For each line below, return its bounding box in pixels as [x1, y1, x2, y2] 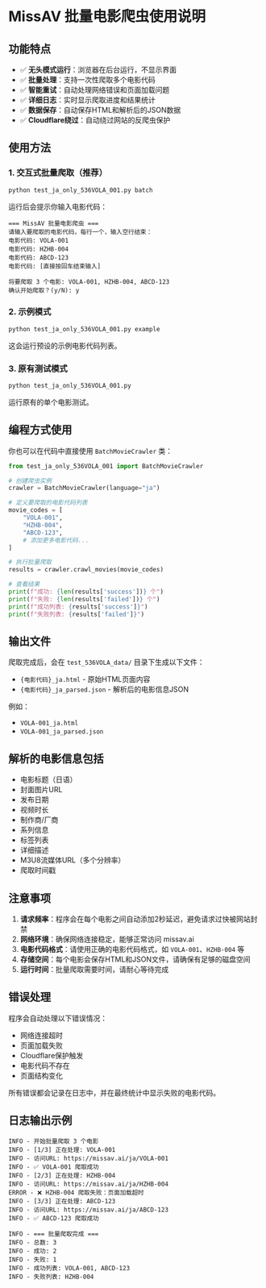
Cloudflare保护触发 [19, 1050, 84, 1060]
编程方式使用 [8, 423, 73, 437]
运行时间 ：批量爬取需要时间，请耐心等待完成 [19, 965, 169, 974]
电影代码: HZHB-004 [8, 245, 69, 253]
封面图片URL [19, 785, 63, 795]
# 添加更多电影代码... [23, 536, 89, 544]
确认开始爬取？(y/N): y [8, 286, 80, 294]
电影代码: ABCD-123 [8, 253, 69, 262]
